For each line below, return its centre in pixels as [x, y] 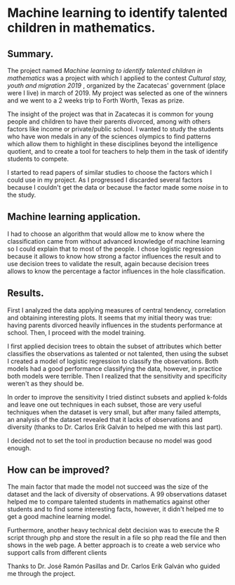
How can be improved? [59, 470]
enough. [19, 448]
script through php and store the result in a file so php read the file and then [117, 538]
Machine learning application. [74, 217]
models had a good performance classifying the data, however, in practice [115, 368]
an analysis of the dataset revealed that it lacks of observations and [105, 419]
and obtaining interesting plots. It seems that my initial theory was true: [110, 317]
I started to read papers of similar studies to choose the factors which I [110, 172]
